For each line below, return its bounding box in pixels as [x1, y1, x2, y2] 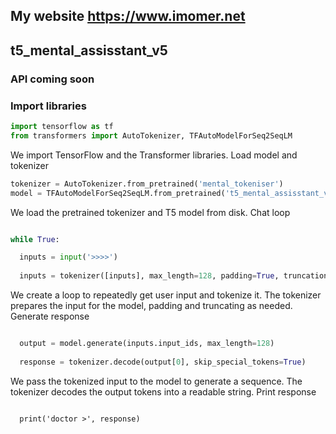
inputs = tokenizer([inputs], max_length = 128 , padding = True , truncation [19, 271, 329, 281]
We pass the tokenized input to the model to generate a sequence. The [10, 375, 303, 387]
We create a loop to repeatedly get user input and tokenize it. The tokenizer [10, 289, 322, 301]
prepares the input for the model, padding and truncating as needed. [10, 300, 293, 311]
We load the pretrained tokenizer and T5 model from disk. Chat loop [10, 206, 291, 218]
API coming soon [10, 72, 95, 86]
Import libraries [10, 99, 87, 113]
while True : [10, 234, 60, 244]
